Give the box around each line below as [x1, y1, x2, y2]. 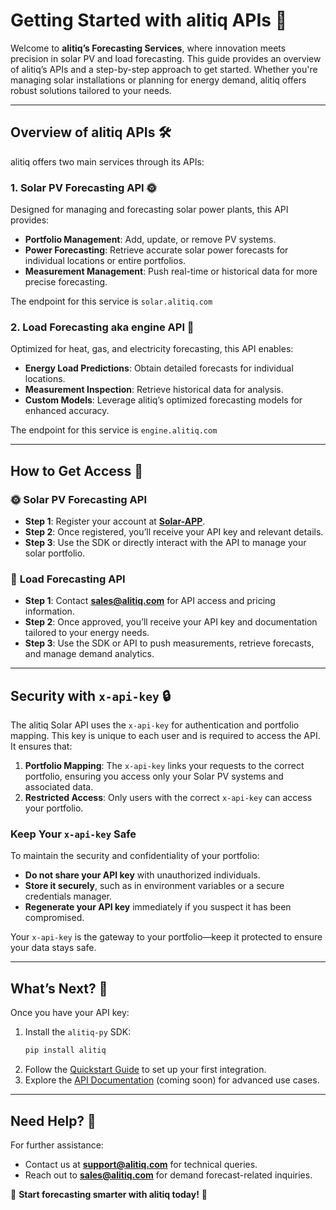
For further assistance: [10, 1139, 104, 1151]
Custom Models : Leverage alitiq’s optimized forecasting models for [24, 394, 303, 406]
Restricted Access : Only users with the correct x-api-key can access [24, 792, 313, 804]
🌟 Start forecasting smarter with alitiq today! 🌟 [10, 1188, 208, 1200]
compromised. [24, 912, 85, 924]
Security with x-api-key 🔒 [10, 687, 172, 704]
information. [24, 605, 75, 618]
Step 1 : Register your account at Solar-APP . [24, 515, 206, 528]
